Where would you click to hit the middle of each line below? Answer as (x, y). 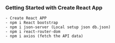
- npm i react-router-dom (33, 32)
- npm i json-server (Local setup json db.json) (58, 27)
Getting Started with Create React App (54, 8)
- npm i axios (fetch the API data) (44, 36)
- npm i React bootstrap (32, 23)
